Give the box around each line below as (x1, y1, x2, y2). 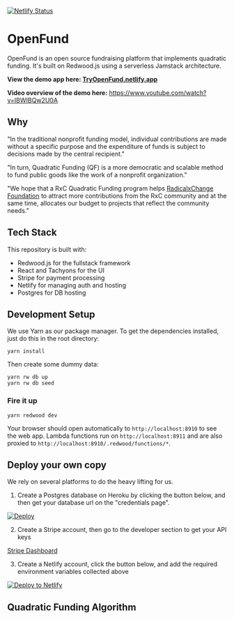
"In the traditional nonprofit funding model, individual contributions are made (7, 135, 227, 143)
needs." (7, 206, 29, 214)
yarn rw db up (7, 374, 49, 381)
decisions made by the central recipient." (7, 149, 125, 158)
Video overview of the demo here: (7, 88, 108, 97)
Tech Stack (7, 227, 57, 239)
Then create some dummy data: (7, 360, 99, 369)
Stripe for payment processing (17, 273, 105, 282)
